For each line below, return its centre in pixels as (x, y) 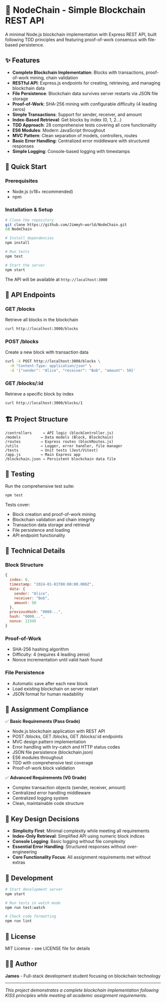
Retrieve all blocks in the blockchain (41, 320)
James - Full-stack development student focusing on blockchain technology (83, 976)
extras (19, 862)
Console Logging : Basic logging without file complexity (69, 842)
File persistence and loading (41, 530)
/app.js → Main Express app (43, 455)
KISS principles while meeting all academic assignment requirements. (76, 995)
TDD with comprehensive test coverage (53, 763)
